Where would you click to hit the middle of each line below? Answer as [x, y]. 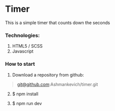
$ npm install [25, 94]
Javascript [23, 51]
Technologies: [23, 35]
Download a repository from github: [48, 75]
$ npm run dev [27, 103]
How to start [20, 64]
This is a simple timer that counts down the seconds [57, 23]
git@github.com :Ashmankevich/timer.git [57, 84]
